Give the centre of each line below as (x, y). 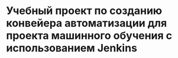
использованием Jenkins (72, 48)
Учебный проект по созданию (84, 11)
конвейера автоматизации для (87, 23)
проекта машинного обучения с (89, 36)
